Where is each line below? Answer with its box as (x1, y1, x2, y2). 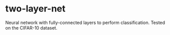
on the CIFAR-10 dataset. (5, 24, 58, 30)
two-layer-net (5, 3, 66, 14)
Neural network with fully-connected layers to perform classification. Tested (5, 19, 165, 25)
